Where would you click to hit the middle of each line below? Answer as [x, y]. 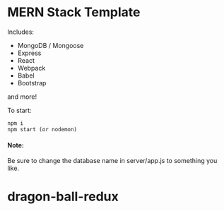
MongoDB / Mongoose [51, 45]
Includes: [20, 32]
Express [29, 53]
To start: [19, 110]
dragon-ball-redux [63, 197]
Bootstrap [32, 83]
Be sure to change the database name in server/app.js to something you [112, 161]
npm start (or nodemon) [42, 129]
